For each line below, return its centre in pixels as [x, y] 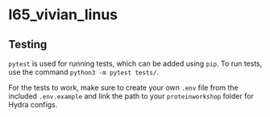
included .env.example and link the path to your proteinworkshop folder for [131, 96]
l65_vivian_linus [63, 15]
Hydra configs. [33, 105]
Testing [28, 44]
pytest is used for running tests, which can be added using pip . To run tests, [135, 63]
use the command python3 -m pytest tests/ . [84, 72]
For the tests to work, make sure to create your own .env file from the [124, 87]
